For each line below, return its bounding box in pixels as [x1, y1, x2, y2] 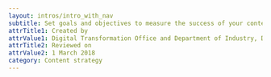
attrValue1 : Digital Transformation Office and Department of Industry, [8, 34, 258, 43]
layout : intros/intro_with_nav [8, 11, 114, 20]
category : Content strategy [8, 57, 103, 65]
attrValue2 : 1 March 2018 [8, 49, 95, 57]
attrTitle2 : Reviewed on [8, 42, 92, 50]
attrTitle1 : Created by [8, 26, 89, 34]
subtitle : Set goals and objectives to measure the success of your [8, 19, 244, 27]
